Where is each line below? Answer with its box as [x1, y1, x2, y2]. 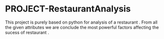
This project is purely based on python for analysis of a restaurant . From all [5, 19, 158, 25]
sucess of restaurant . [5, 29, 49, 35]
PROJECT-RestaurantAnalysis [5, 3, 131, 14]
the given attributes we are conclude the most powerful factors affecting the [5, 24, 159, 30]
